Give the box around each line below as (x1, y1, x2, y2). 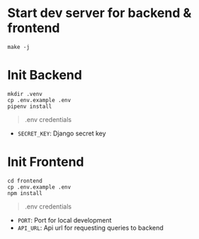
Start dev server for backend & (7, 5, 192, 21)
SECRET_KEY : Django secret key (17, 129, 106, 138)
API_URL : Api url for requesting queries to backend (17, 223, 164, 232)
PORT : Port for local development (17, 216, 112, 224)
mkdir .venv (7, 90, 42, 97)
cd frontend (7, 177, 42, 184)
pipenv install (7, 103, 52, 110)
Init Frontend (7, 154, 84, 170)
